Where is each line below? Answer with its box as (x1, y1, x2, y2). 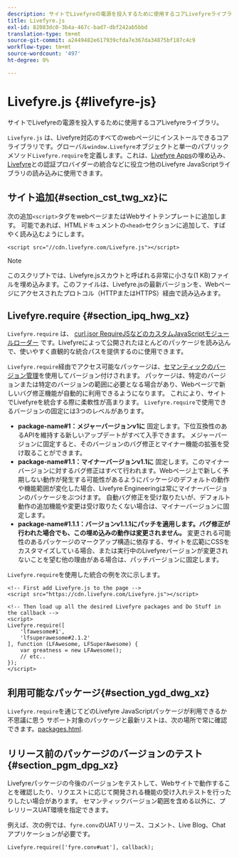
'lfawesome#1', (20, 628, 65, 635)
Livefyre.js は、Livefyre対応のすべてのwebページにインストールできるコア (7, 133, 229, 142)
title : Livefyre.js (7, 17, 65, 24)
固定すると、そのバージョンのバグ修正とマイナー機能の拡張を (42, 440, 223, 448)
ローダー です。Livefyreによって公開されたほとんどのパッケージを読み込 (13, 339, 225, 347)
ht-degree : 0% (7, 57, 50, 64)
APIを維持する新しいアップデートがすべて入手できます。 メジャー (23, 431, 216, 440)
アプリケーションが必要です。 (7, 830, 95, 838)
